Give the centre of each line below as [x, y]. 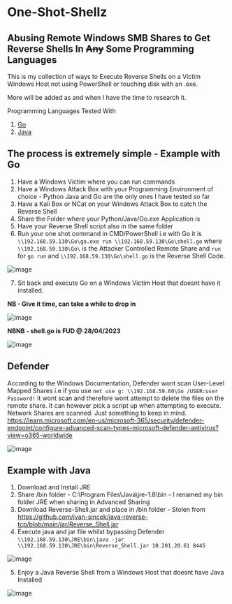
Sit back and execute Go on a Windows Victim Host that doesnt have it [119, 283]
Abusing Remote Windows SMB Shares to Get [109, 38]
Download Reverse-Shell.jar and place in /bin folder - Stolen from [111, 510]
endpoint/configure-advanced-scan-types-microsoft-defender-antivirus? [113, 427]
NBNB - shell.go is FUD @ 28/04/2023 [64, 331]
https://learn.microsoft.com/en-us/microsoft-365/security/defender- [106, 420]
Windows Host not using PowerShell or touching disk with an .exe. [102, 84]
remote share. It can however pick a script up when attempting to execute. [114, 405]
